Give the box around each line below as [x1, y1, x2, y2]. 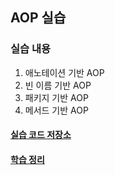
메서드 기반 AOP [24, 104, 89, 116]
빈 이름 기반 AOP [24, 79, 92, 91]
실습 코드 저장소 [10, 129, 72, 141]
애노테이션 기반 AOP [24, 66, 105, 78]
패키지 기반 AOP [24, 91, 89, 103]
